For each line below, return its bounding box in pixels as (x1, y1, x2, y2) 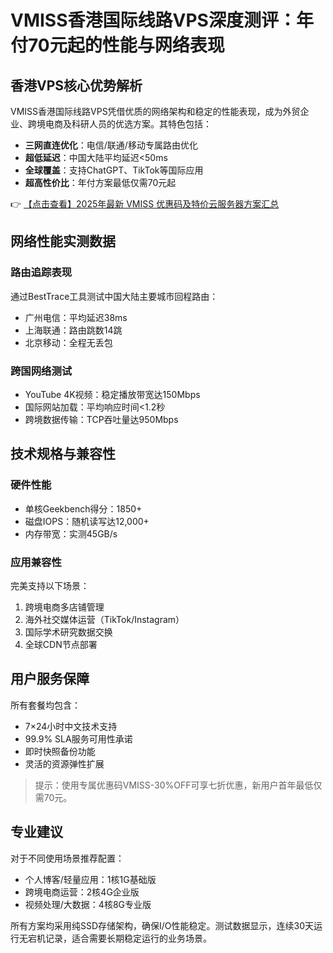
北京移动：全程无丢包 (24, 336, 113, 348)
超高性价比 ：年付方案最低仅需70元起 (24, 177, 177, 188)
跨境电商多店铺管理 (24, 601, 105, 613)
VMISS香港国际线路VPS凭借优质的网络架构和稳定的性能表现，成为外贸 (10, 106, 301, 117)
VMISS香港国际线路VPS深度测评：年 (10, 9, 314, 32)
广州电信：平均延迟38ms (24, 311, 128, 323)
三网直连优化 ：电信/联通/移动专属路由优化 (24, 139, 198, 151)
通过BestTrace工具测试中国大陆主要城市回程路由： (10, 290, 219, 302)
